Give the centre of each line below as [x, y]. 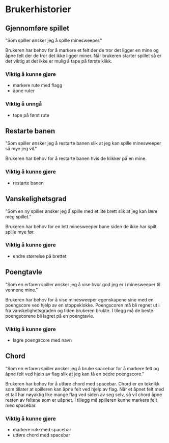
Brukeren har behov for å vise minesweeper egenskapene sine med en [79, 299]
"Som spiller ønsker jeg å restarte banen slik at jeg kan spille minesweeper [83, 143]
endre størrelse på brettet [39, 256]
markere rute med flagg [37, 86]
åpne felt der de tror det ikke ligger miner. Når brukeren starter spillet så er [83, 56]
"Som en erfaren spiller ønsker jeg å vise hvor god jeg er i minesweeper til [83, 284]
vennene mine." [22, 290]
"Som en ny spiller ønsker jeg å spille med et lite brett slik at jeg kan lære [81, 211]
